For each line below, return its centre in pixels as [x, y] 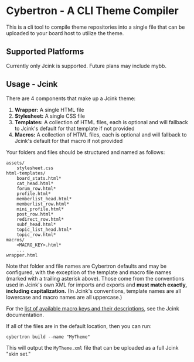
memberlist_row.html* [43, 204]
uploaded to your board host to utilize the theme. [65, 33]
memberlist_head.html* [44, 199]
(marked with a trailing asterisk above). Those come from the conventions [95, 278]
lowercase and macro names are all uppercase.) [64, 297]
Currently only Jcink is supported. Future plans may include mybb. [86, 66]
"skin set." [18, 354]
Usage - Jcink [32, 84]
